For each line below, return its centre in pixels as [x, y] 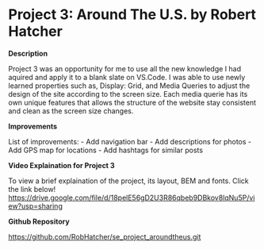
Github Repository [39, 221]
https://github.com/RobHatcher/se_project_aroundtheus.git [105, 236]
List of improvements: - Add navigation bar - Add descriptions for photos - [130, 141]
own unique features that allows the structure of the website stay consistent [132, 102]
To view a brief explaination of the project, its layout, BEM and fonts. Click [129, 181]
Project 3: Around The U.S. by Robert [132, 15]
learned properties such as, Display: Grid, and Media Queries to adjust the [129, 86]
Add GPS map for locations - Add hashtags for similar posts [106, 150]
